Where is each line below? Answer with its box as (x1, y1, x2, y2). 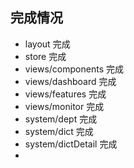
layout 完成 (24, 38, 71, 50)
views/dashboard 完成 (24, 75, 117, 87)
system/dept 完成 (24, 113, 98, 125)
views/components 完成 (24, 63, 124, 75)
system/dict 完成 (24, 125, 94, 137)
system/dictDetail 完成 (24, 138, 118, 150)
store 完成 (24, 50, 67, 62)
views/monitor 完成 (24, 100, 105, 112)
